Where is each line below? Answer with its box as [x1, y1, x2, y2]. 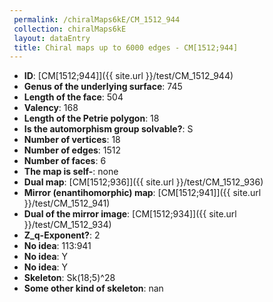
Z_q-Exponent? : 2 [23, 229, 101, 241]
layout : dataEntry [13, 33, 91, 43]
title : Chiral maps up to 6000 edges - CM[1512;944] [13, 42, 239, 53]
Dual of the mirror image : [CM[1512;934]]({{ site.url [23, 208, 237, 220]
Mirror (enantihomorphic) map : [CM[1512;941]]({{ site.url [23, 187, 262, 199]
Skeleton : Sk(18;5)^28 [23, 272, 116, 284]
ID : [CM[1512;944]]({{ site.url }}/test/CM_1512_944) [23, 70, 234, 82]
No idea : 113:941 [23, 240, 92, 252]
